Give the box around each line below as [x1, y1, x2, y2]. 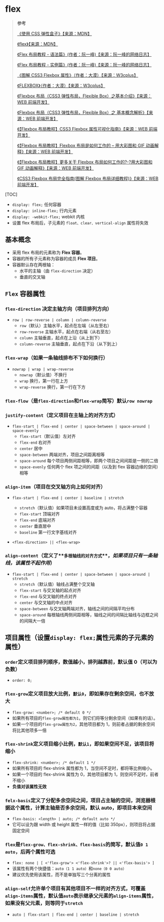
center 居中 [19, 445, 43, 451]
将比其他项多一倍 [12, 727, 47, 733]
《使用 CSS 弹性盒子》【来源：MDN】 [17, 30, 92, 36]
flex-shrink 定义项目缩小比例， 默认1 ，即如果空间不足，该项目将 [5, 741, 155, 747]
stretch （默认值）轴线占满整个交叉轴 [19, 581, 95, 587]
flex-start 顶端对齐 [19, 511, 60, 517]
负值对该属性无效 [12, 784, 47, 789]
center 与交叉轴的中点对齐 [19, 599, 73, 605]
